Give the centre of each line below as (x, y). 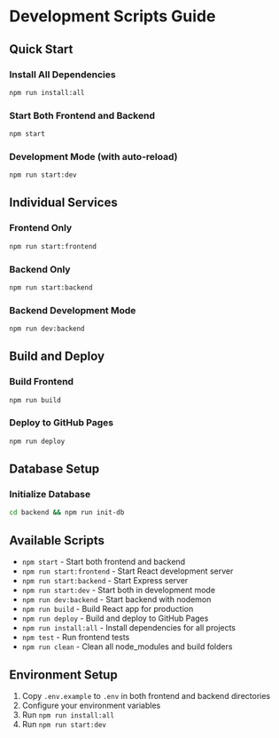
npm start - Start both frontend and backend (104, 562)
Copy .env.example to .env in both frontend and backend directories (146, 695)
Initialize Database (50, 495)
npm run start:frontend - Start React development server (128, 571)
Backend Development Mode (73, 310)
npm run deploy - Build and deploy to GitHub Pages (115, 618)
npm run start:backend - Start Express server (105, 581)
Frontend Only (41, 228)
